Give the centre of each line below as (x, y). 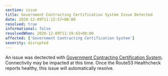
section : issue (21, 10)
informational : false (28, 29)
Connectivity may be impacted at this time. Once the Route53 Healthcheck (83, 63)
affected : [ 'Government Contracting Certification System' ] (70, 39)
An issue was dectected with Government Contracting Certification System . (84, 57)
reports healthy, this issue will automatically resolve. (59, 68)
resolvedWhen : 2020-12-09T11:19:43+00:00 (50, 33)
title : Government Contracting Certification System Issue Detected (79, 15)
